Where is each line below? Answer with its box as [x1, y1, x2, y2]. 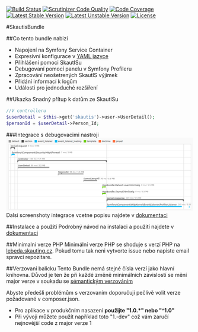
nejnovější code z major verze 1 [14, 319, 92, 326]
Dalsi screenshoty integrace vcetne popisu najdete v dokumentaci [6, 211, 168, 219]
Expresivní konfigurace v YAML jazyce [14, 53, 108, 59]
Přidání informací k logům [14, 78, 78, 85]
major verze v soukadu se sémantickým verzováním [6, 277, 133, 285]
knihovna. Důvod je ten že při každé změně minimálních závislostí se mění [6, 271, 187, 278]
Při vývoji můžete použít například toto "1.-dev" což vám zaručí [14, 313, 169, 320]
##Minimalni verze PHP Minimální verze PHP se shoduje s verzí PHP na [6, 241, 180, 248]
